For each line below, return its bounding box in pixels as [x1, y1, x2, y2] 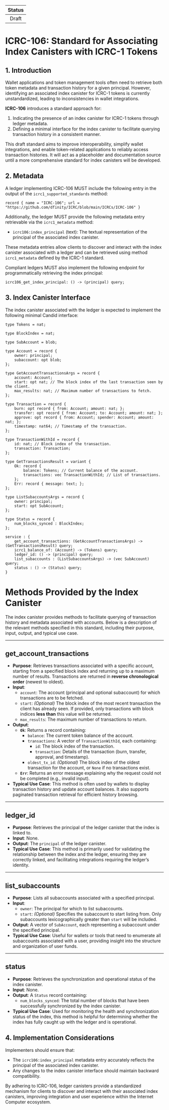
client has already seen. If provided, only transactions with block [20, 706, 154, 712]
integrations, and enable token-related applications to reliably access [5, 147, 148, 152]
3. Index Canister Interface [5, 293, 91, 302]
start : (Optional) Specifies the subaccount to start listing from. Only [20, 911, 162, 917]
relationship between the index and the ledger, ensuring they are [12, 851, 147, 857]
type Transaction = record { [5, 401, 66, 406]
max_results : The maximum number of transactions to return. [20, 716, 147, 722]
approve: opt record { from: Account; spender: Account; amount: [14, 414, 154, 420]
